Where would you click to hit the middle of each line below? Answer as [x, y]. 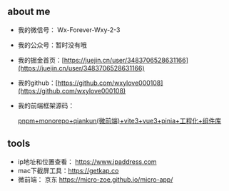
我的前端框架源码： [46, 105]
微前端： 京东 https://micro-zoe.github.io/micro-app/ [95, 179]
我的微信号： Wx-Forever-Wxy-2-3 [69, 30]
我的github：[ [38, 83]
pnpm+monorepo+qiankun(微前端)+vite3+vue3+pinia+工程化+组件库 [119, 120]
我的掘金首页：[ [41, 60]
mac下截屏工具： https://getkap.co [68, 170]
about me [29, 12]
